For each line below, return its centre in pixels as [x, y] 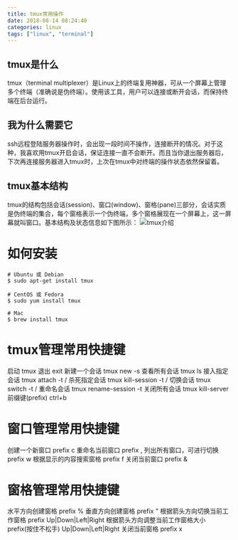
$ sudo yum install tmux [44, 301]
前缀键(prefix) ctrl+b [37, 397]
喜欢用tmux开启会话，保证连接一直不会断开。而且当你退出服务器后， [126, 152]
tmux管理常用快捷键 [66, 350]
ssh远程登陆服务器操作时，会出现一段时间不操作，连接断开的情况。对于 [112, 144]
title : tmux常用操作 [36, 14]
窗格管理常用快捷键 [64, 490]
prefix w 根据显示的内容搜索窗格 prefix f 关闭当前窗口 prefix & [98, 459]
